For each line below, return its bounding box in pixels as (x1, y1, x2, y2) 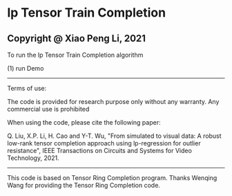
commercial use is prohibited (7, 105, 90, 113)
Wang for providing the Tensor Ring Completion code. (7, 181, 161, 189)
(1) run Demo (7, 64, 44, 72)
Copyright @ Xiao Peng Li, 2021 (7, 33, 146, 44)
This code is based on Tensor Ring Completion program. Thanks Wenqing (7, 174, 217, 181)
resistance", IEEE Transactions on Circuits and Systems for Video (7, 147, 192, 154)
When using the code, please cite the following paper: (7, 118, 161, 126)
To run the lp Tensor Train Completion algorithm (7, 51, 144, 59)
